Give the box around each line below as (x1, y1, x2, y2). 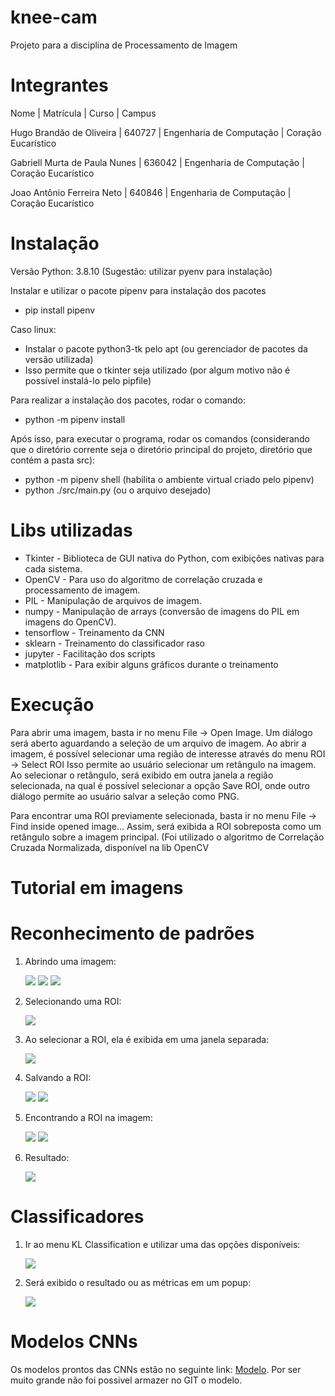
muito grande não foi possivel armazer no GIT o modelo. (10, 1374, 243, 1386)
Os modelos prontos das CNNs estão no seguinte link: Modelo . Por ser (10, 1363, 302, 1375)
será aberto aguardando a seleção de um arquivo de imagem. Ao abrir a (10, 737, 307, 749)
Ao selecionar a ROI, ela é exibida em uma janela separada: (24, 1033, 270, 1045)
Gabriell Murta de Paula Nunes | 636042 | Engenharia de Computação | (10, 156, 305, 168)
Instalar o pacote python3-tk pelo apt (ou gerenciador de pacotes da (24, 342, 308, 355)
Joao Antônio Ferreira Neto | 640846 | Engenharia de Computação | (10, 186, 292, 198)
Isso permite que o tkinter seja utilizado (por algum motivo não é (24, 364, 291, 376)
